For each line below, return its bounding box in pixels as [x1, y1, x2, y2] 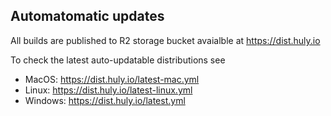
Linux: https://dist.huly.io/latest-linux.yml [24, 84, 193, 96]
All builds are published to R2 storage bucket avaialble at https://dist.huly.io [10, 34, 321, 46]
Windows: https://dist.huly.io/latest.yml [24, 94, 186, 106]
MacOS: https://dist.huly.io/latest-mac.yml [24, 73, 200, 85]
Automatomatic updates [10, 8, 165, 25]
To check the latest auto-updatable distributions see [10, 54, 226, 66]
